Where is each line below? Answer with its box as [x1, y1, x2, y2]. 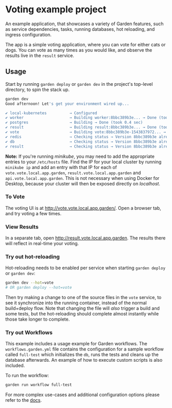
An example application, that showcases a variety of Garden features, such [5, 21, 164, 27]
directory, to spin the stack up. [5, 86, 70, 92]
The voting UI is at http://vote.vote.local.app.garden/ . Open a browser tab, [5, 205, 161, 211]
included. [5, 362, 25, 368]
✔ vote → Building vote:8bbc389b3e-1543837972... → [5, 129, 166, 135]
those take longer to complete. [5, 316, 70, 322]
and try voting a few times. [5, 210, 61, 216]
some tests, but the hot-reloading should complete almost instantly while [5, 311, 159, 317]
